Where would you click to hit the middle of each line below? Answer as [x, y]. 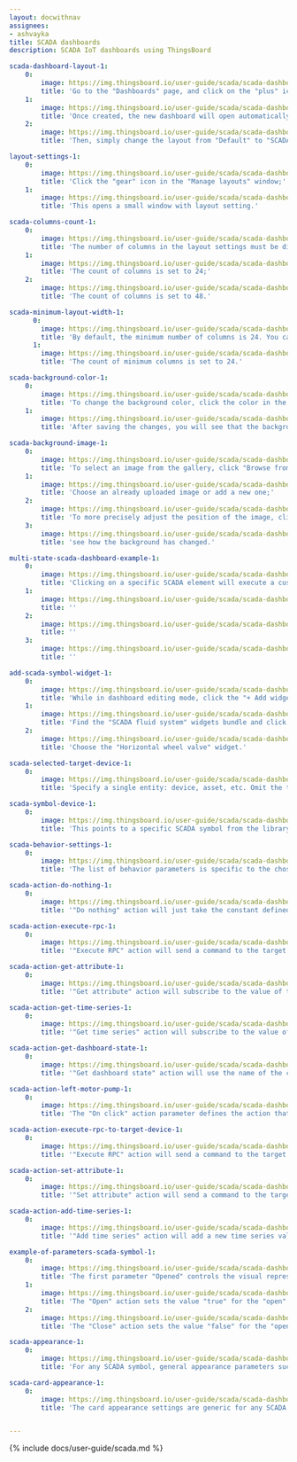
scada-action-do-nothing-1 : [61, 886]
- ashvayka [29, 34]
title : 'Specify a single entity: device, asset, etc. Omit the [162, 788]
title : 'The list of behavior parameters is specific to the [156, 870]
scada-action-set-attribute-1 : [67, 1170]
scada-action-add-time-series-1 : [71, 1211]
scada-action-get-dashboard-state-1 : [79, 1048]
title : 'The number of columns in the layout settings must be [160, 246]
